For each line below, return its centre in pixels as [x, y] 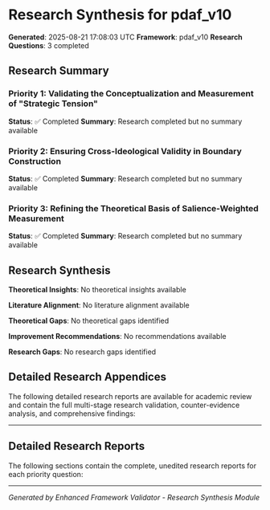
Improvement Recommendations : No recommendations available [117, 337]
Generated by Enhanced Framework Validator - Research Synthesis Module [134, 497]
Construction [35, 161]
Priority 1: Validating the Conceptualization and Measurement [131, 94]
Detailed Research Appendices [88, 377]
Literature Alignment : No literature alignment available [99, 305]
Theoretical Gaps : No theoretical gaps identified [89, 321]
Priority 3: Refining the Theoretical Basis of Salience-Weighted [133, 208]
